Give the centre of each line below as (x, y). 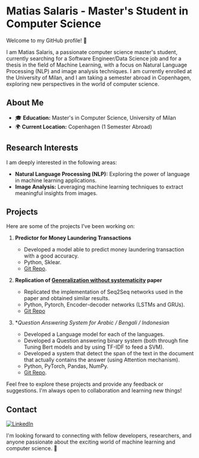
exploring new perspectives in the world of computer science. (83, 84)
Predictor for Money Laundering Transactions (73, 238)
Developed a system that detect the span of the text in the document (109, 354)
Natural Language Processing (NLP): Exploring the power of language (102, 174)
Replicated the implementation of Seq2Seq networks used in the (103, 292)
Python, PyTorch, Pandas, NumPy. (66, 366)
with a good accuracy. (51, 256)
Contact (22, 409)
